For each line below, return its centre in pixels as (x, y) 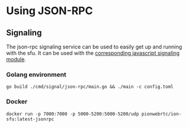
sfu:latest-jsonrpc (30, 119)
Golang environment (36, 74)
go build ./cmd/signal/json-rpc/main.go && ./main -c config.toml (90, 87)
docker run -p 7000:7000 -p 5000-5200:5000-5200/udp (73, 114)
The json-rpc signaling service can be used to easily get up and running (94, 47)
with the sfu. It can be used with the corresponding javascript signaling (93, 53)
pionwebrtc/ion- (162, 114)
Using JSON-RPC (50, 11)
